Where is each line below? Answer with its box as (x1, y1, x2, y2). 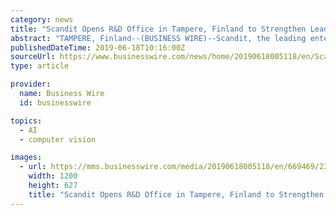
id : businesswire (19, 97, 92, 108)
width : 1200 (28, 171, 78, 181)
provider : (10, 79, 52, 90)
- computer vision (19, 134, 97, 145)
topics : (10, 116, 43, 126)
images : (10, 152, 43, 163)
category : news (10, 14, 74, 25)
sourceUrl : (10, 52, 56, 62)
